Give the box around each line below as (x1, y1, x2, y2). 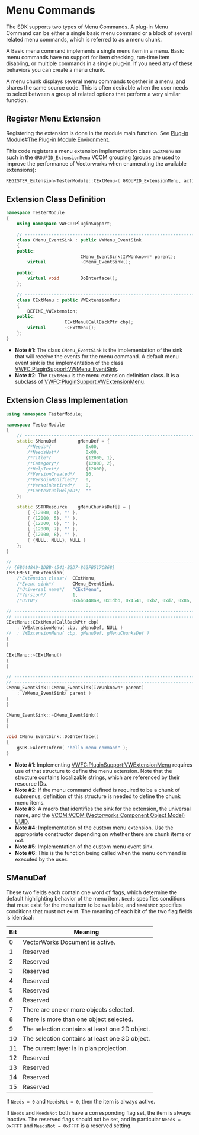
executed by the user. (14, 856, 68, 863)
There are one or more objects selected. (23, 1005, 134, 1013)
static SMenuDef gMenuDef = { (17, 438, 110, 444)
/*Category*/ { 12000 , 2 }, (27, 460, 115, 466)
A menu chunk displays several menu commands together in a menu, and (6, 78, 185, 85)
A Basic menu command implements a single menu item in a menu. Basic (6, 47, 185, 54)
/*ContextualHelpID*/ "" (27, 488, 92, 494)
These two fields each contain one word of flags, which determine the (6, 888, 178, 896)
